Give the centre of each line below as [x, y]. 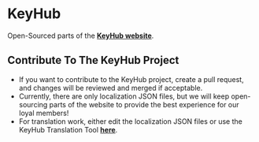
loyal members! [44, 113]
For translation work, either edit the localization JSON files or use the [131, 121]
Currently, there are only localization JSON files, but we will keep [124, 96]
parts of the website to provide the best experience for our [144, 104]
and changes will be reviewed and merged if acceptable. [111, 88]
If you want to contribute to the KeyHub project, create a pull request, [131, 79]
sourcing [33, 104]
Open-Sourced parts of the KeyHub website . [81, 35]
